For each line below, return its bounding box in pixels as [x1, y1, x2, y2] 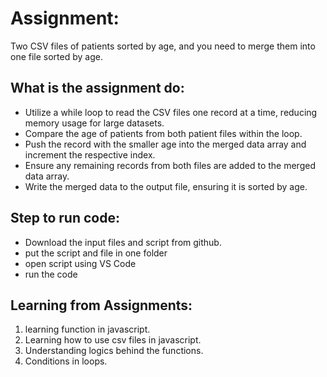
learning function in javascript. [24, 323, 151, 336]
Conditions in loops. [24, 355, 108, 367]
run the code [24, 268, 78, 280]
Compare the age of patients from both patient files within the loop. [24, 127, 303, 139]
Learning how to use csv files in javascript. [24, 334, 202, 346]
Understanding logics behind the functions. [24, 345, 204, 357]
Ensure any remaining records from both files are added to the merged [24, 159, 316, 171]
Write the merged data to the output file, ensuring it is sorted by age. [24, 180, 308, 192]
